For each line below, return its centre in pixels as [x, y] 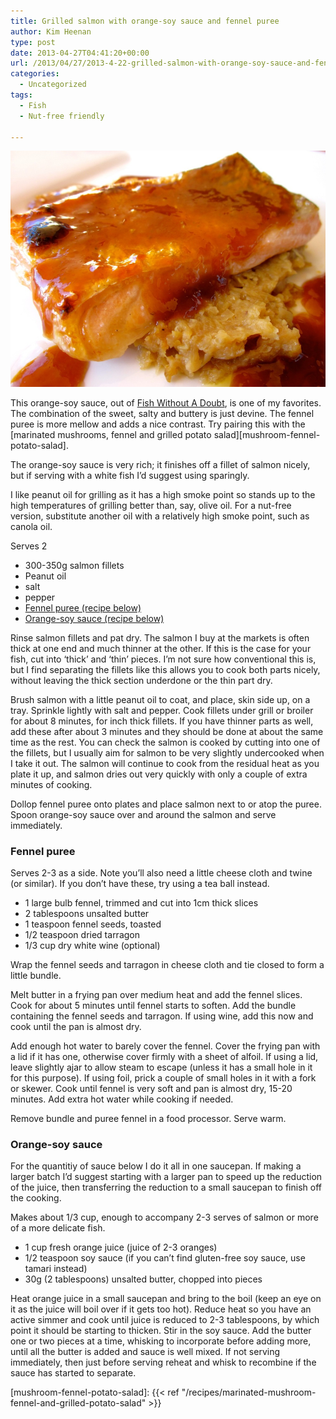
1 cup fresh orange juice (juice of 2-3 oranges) [121, 1247]
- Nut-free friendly [62, 116]
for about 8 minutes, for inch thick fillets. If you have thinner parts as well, [162, 721]
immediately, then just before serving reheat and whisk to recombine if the [163, 1362]
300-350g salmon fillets [74, 565]
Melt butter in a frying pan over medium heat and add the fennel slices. [156, 995]
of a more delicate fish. [58, 1228]
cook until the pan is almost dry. [76, 1027]
